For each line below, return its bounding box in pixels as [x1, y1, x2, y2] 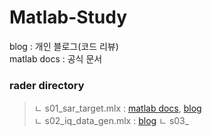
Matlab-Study [9, 6, 128, 29]
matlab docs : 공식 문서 [9, 52, 103, 65]
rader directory [9, 78, 85, 92]
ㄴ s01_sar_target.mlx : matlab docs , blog [33, 102, 202, 115]
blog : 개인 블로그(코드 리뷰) [9, 40, 119, 52]
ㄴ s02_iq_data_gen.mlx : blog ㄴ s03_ [33, 115, 190, 127]
